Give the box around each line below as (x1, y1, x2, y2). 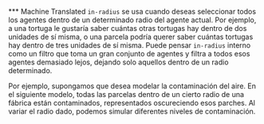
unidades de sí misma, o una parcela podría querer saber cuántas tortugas (8, 32, 254, 41)
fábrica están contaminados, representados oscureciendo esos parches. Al (8, 99, 256, 107)
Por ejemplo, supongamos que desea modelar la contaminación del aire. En (8, 81, 257, 91)
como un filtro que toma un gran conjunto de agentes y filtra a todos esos (8, 49, 250, 58)
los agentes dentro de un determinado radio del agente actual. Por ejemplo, (8, 15, 257, 25)
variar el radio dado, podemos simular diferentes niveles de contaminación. (8, 107, 256, 116)
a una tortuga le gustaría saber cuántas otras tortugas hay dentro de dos (8, 24, 247, 33)
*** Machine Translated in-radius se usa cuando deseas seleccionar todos (8, 7, 257, 16)
